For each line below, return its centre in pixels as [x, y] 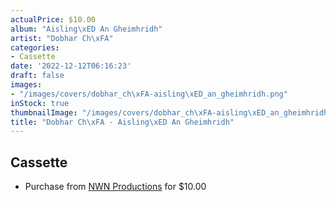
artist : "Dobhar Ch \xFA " [62, 38]
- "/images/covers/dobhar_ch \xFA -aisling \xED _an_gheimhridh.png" [149, 94]
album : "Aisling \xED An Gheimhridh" [86, 29]
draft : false [37, 76]
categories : [35, 47]
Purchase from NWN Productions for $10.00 [115, 187]
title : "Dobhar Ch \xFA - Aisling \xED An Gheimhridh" [122, 122]
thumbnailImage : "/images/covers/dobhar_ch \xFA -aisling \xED [138, 112]
